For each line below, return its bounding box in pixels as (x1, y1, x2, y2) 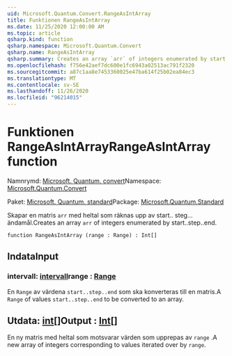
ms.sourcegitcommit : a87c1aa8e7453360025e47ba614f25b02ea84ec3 (7, 68, 195, 75)
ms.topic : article (7, 29, 61, 37)
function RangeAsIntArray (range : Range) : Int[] (7, 232, 157, 238)
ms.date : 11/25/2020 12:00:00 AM (7, 23, 105, 30)
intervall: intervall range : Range (7, 272, 116, 282)
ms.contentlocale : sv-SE (7, 81, 79, 88)
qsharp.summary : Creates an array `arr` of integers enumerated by (7, 56, 208, 63)
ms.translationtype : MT (7, 74, 77, 82)
